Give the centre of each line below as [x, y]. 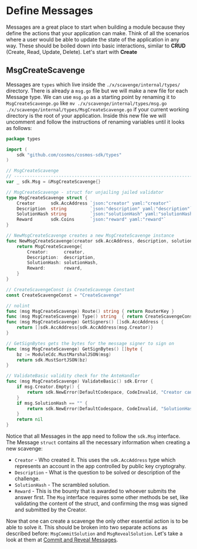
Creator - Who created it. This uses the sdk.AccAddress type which [95, 460]
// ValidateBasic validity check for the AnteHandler [73, 376]
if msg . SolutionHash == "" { [52, 403]
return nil [30, 420]
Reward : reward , [55, 268]
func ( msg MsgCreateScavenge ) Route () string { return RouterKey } [90, 311]
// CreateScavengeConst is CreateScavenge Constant [70, 289]
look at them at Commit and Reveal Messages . [62, 540]
